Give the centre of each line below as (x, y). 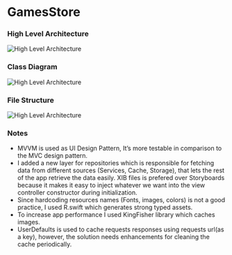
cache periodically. (44, 245)
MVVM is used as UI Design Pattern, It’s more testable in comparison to (119, 148)
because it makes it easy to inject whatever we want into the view (111, 186)
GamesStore (44, 12)
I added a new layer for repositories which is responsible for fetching (116, 163)
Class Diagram (32, 67)
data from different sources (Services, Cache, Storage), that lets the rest (121, 170)
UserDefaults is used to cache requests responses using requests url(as (121, 229)
